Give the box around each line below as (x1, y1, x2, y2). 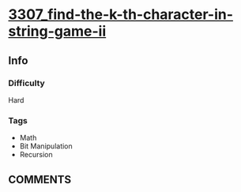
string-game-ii (8, 22, 107, 40)
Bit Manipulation (19, 141, 73, 151)
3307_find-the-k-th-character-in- (8, 6, 234, 24)
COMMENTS (8, 172, 72, 186)
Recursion (19, 150, 53, 160)
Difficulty (8, 77, 45, 88)
